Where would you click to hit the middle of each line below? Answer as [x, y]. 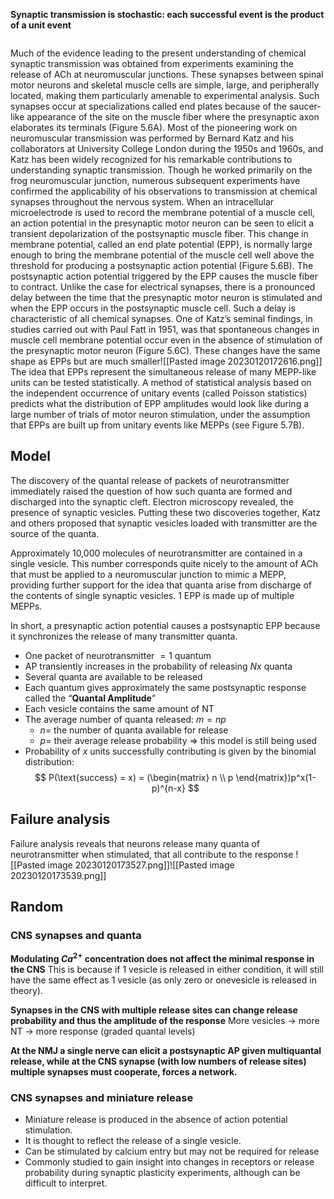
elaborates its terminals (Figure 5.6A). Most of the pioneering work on [154, 127]
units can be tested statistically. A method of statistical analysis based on [161, 382]
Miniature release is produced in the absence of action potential [156, 1120]
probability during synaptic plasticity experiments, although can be [162, 1173]
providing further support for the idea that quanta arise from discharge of [161, 585]
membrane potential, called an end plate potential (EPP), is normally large [161, 244]
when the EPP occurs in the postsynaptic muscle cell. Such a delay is [153, 308]
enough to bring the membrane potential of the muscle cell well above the [162, 255]
